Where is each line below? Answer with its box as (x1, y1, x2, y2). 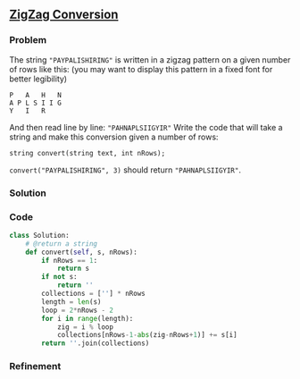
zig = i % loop (56, 322, 114, 332)
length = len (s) (41, 297, 102, 307)
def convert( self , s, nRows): (25, 248, 138, 257)
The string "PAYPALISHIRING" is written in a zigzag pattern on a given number (9, 54, 291, 65)
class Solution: (9, 231, 70, 240)
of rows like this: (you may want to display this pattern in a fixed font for (9, 63, 273, 74)
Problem (9, 34, 47, 46)
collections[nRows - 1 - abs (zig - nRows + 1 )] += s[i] (56, 331, 238, 340)
